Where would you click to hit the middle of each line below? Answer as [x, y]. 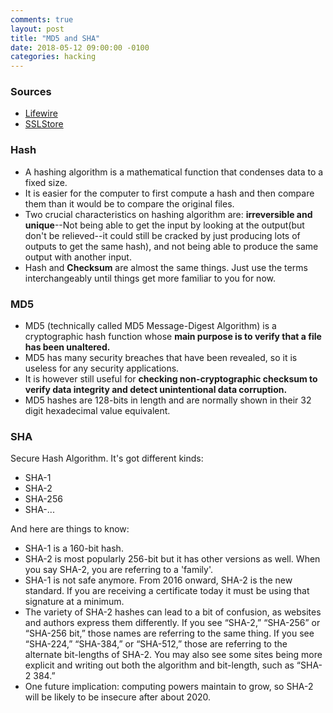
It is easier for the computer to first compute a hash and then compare [169, 193]
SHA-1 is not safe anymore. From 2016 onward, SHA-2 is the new [158, 580]
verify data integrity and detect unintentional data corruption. [156, 390]
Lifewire [41, 113]
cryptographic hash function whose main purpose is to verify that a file [173, 337]
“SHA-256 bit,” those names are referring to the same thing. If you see [169, 633]
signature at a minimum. [74, 602]
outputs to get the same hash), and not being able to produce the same [171, 246]
